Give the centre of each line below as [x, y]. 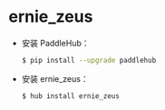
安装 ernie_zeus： [55, 78]
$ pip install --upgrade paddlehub [89, 60]
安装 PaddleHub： [55, 43]
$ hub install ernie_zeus [70, 96]
